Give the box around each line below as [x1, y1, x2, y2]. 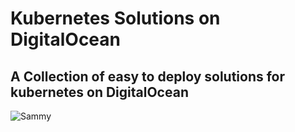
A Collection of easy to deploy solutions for [10, 68, 286, 85]
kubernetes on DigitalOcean [10, 83, 189, 101]
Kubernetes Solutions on [10, 7, 221, 30]
